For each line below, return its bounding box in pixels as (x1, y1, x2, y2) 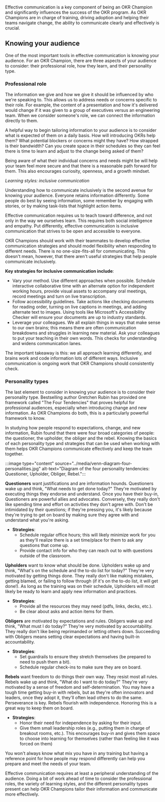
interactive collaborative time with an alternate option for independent (12, 283, 154, 289)
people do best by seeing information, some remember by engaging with (5, 198, 153, 204)
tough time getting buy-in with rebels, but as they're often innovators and (5, 689, 154, 696)
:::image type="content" (5, 460, 54, 467)
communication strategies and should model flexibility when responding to (5, 243, 157, 249)
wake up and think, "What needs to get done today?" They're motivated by (5, 486, 157, 492)
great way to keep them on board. (5, 705, 74, 711)
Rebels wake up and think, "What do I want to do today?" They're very (5, 679, 148, 685)
